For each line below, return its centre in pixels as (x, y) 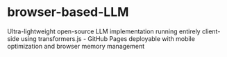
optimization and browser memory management (76, 46)
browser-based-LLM (68, 12)
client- (211, 31)
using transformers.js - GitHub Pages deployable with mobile (108, 38)
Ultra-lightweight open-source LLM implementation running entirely (104, 31)
